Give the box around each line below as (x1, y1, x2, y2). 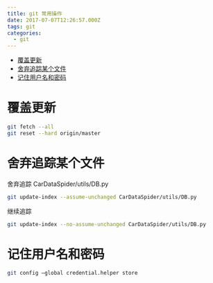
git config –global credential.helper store (7, 270, 138, 277)
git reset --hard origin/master (7, 130, 101, 137)
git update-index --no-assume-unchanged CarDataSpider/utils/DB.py (7, 221, 207, 228)
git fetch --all (7, 123, 54, 130)
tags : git (7, 23, 36, 30)
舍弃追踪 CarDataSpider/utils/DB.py (7, 180, 109, 188)
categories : (7, 29, 42, 37)
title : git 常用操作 (7, 10, 62, 17)
